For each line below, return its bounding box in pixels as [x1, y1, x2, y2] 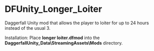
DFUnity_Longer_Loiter [4, 3, 102, 15]
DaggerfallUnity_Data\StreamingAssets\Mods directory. [4, 40, 123, 46]
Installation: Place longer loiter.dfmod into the [4, 35, 100, 41]
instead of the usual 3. [4, 25, 51, 31]
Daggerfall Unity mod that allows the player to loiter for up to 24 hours [4, 20, 149, 26]
